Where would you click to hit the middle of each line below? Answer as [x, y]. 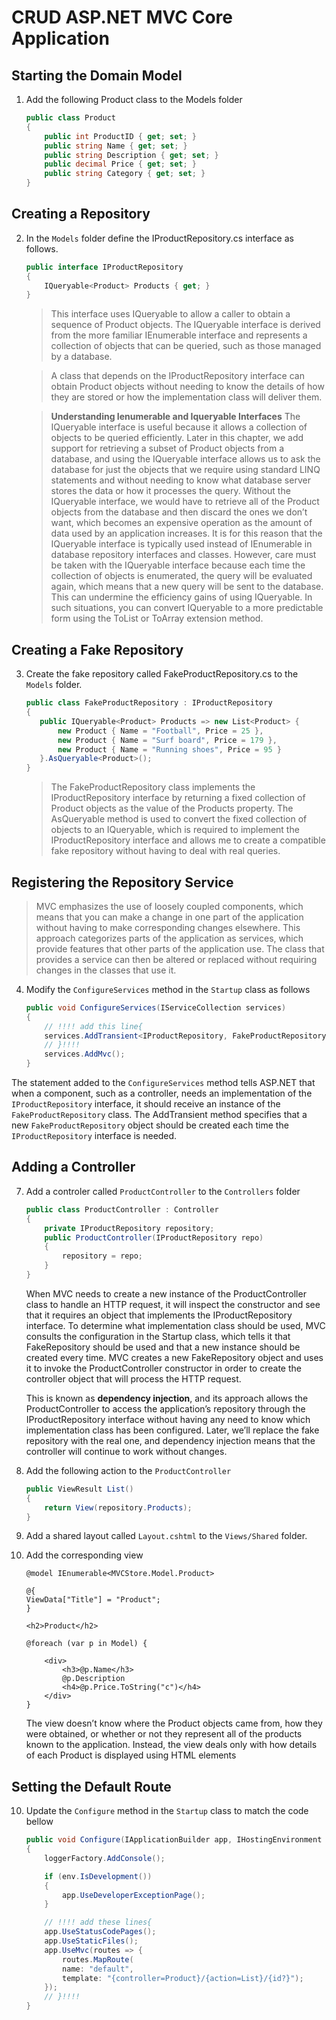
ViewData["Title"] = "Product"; [93, 1600]
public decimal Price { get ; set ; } [120, 164]
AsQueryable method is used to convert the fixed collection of [179, 819]
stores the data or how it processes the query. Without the [170, 491]
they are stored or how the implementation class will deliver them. [186, 397]
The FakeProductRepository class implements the [153, 787]
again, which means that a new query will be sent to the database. [187, 587]
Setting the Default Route [91, 1786]
